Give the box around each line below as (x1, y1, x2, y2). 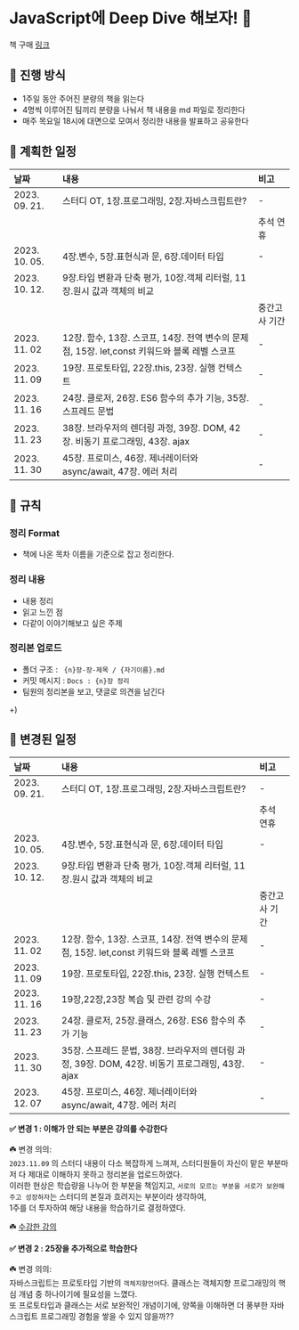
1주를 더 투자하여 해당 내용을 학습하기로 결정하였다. (9, 1202, 186, 1212)
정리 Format (9, 526, 61, 539)
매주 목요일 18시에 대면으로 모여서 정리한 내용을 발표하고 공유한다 (21, 115, 249, 126)
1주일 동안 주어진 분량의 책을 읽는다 (21, 93, 145, 103)
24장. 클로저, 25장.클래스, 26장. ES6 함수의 (61, 1014, 236, 1026)
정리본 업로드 (9, 642, 62, 655)
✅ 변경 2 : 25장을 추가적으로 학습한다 (9, 1243, 138, 1253)
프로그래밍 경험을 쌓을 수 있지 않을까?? (39, 1310, 174, 1321)
